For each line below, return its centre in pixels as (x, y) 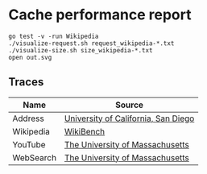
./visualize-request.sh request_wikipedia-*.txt (91, 43)
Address (28, 118)
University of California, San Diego (129, 118)
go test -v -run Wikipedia (54, 36)
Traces (26, 82)
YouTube (29, 144)
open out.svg (30, 57)
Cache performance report (100, 15)
